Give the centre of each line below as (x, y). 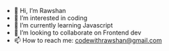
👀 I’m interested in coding (51, 18)
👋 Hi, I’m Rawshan (40, 11)
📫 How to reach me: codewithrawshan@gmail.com (88, 40)
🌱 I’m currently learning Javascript (63, 25)
